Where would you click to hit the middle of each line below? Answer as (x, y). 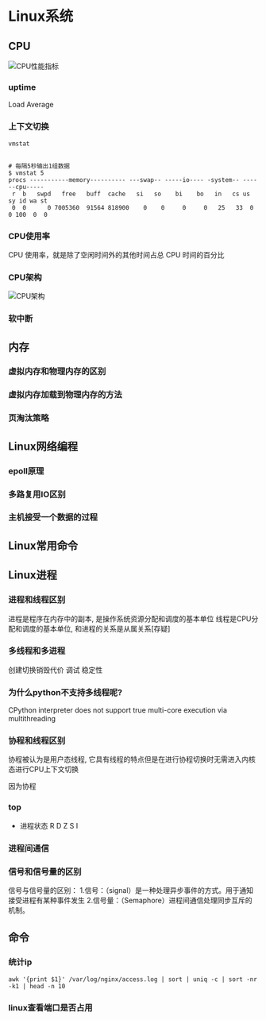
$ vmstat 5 (26, 173)
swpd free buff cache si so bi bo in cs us (143, 194)
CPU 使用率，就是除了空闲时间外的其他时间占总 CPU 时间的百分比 (116, 254)
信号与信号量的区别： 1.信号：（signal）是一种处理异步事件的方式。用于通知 (131, 890)
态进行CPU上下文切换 (44, 769)
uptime (22, 87)
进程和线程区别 (37, 600)
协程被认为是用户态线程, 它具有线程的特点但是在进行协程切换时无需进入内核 (132, 759)
